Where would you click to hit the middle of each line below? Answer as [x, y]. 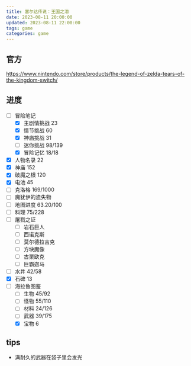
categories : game [27, 34]
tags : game [20, 28]
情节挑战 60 [38, 130]
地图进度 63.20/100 [38, 204]
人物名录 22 [29, 160]
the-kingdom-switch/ [32, 80]
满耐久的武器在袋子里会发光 [48, 357]
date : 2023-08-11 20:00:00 [39, 17]
